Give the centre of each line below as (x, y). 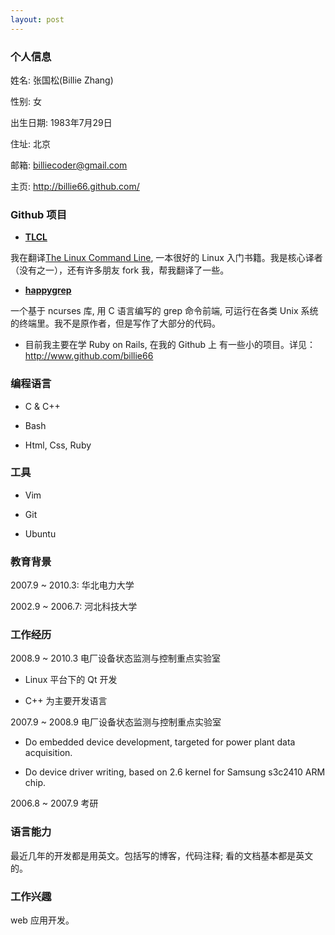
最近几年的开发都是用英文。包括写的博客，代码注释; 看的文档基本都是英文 (162, 855)
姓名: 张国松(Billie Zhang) (62, 80)
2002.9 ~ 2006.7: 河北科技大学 (74, 607)
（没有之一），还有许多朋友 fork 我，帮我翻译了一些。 (120, 270)
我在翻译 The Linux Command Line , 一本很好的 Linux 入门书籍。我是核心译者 (166, 258)
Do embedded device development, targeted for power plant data (160, 742)
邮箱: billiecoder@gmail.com (69, 165)
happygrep (48, 290)
